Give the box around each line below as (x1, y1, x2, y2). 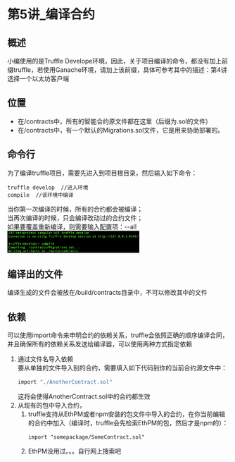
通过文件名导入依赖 (17, 355, 74, 363)
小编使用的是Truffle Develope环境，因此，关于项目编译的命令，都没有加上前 (7, 57, 229, 65)
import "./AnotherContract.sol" (17, 379, 113, 386)
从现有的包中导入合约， (17, 401, 86, 410)
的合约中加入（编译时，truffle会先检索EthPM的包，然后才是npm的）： (27, 419, 229, 427)
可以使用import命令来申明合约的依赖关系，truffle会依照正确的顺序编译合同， (7, 331, 229, 339)
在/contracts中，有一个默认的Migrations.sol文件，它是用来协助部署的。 (17, 126, 224, 134)
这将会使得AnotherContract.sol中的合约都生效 (17, 392, 151, 401)
